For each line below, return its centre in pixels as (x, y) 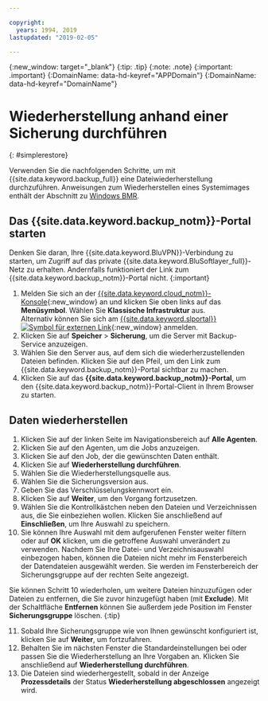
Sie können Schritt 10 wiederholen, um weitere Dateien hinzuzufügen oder (131, 589)
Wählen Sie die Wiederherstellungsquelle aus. (96, 473)
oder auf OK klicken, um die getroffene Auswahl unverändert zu (125, 540)
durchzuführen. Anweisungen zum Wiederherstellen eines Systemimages (129, 187)
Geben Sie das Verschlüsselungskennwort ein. (97, 490)
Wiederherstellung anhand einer (119, 116)
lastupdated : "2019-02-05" (54, 37)
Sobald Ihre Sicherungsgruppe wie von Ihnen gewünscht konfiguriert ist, (140, 631)
